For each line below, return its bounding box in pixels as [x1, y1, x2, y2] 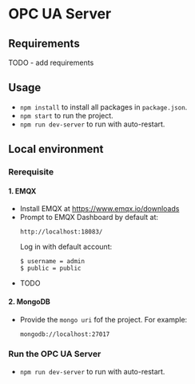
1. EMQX [8, 186, 37, 196]
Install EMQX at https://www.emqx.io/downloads [19, 204, 180, 214]
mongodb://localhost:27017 [19, 330, 110, 338]
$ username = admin [19, 258, 86, 266]
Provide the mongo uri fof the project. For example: [19, 314, 188, 324]
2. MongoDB [8, 297, 50, 306]
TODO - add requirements [8, 58, 94, 67]
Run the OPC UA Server [8, 349, 101, 360]
